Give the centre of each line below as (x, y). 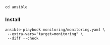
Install (13, 19)
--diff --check (23, 39)
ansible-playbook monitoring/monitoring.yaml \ (55, 30)
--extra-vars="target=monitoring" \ (45, 34)
